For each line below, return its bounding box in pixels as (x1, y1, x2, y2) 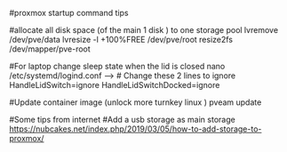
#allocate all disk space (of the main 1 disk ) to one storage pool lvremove (9, 25, 278, 35)
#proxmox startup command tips (9, 8, 129, 18)
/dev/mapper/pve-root (9, 44, 91, 54)
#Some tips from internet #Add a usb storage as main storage (9, 115, 235, 124)
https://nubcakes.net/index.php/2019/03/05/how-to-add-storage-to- (9, 124, 262, 134)
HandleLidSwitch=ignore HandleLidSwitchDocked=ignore (9, 80, 220, 90)
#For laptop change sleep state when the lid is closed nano (9, 61, 226, 71)
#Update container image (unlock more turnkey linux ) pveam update (9, 97, 262, 108)
